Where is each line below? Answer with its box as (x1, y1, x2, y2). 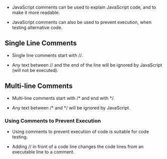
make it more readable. (12, 9, 60, 15)
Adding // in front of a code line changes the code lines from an (12, 143, 144, 149)
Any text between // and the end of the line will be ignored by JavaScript (12, 62, 162, 68)
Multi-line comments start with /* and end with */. (12, 95, 115, 101)
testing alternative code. (12, 24, 63, 30)
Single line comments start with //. (12, 52, 83, 58)
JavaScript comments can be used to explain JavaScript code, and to (12, 4, 156, 10)
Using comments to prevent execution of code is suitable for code (12, 128, 149, 134)
